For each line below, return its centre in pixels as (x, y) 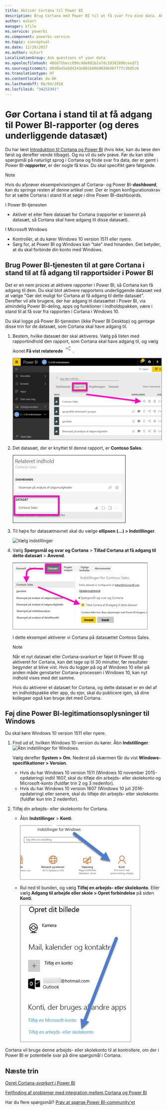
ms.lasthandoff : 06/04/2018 (34, 84)
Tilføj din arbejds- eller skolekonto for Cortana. (60, 809)
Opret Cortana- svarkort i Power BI (40, 1083)
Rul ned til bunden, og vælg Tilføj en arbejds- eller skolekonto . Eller (90, 888)
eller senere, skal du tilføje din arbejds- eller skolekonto (102, 794)
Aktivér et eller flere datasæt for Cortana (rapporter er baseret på (79, 214)
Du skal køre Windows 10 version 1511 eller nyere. (56, 733)
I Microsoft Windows (26, 229)
